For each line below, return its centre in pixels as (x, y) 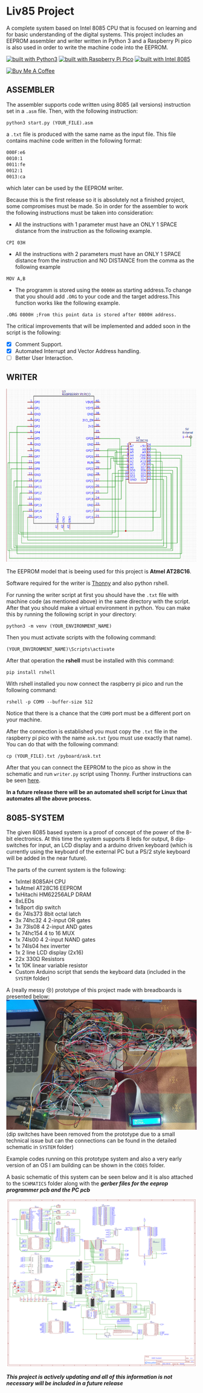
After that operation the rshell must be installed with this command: (90, 661)
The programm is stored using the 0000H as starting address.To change (103, 290)
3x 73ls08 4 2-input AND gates (54, 927)
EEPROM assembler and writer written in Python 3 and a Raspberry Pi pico (99, 41)
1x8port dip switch (38, 908)
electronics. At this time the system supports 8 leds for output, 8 (94, 839)
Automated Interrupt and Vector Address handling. (78, 351)
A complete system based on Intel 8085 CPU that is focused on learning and (101, 28)
